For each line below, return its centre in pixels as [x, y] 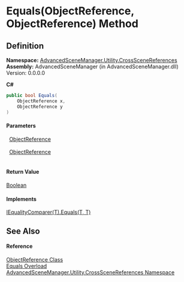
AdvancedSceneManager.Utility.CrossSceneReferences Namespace [91, 272]
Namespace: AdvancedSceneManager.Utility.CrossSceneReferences [92, 60]
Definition [25, 46]
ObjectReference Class [35, 259]
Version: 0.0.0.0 [26, 73]
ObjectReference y [40, 107]
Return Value [23, 172]
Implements [22, 199]
